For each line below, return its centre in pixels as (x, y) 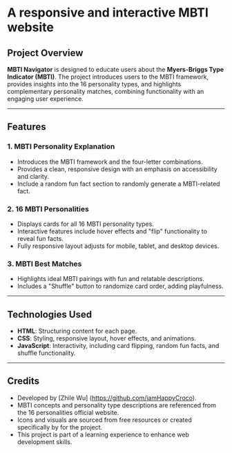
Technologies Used (49, 315)
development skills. (45, 442)
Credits (23, 381)
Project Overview (45, 53)
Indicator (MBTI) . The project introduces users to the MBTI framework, (108, 77)
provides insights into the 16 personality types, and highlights (94, 84)
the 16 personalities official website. (68, 412)
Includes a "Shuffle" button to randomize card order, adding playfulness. (120, 286)
